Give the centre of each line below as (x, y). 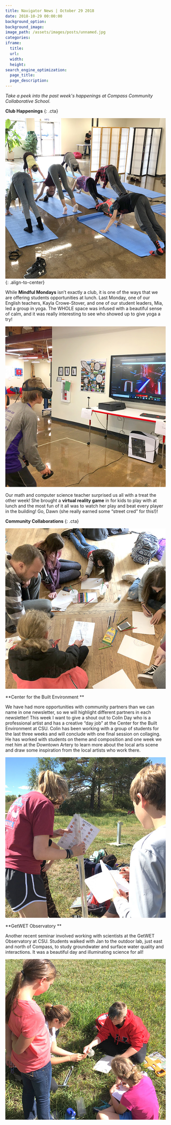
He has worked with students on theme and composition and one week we (83, 739)
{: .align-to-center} (25, 282)
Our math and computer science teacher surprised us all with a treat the (81, 495)
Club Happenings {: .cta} (32, 111)
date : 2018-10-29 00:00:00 (34, 16)
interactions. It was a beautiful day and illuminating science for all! (75, 952)
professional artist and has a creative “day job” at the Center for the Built (81, 723)
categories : (18, 38)
